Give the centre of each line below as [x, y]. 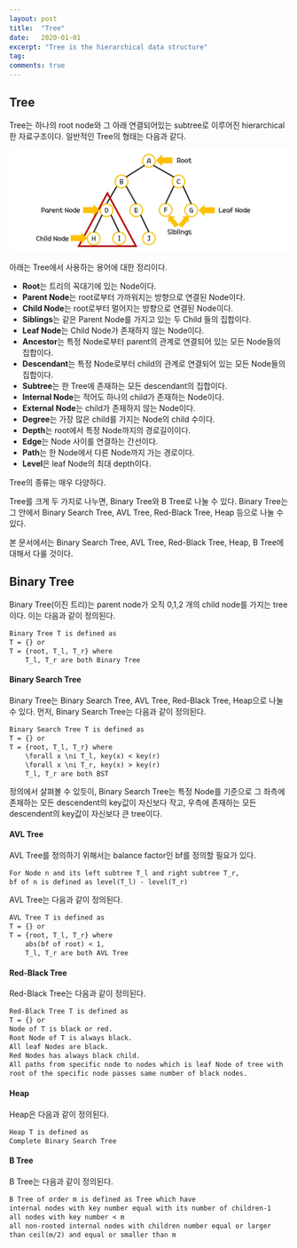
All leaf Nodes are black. [59, 1047]
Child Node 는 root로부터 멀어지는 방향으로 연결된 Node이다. [127, 308]
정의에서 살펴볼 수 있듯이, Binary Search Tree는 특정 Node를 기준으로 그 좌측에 [147, 791]
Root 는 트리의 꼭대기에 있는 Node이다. [89, 286]
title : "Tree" [37, 28]
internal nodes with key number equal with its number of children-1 [141, 1208]
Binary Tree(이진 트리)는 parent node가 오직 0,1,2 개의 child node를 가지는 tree [148, 604]
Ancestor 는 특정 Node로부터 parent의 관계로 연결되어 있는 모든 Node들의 [151, 341]
